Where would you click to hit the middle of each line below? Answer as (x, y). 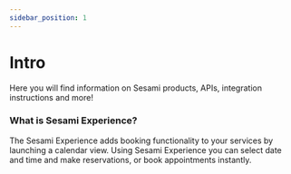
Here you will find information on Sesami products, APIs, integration (136, 88)
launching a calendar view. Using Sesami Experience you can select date (146, 150)
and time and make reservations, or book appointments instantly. (131, 159)
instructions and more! (51, 97)
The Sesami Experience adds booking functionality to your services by (141, 140)
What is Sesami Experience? (73, 121)
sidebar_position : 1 (48, 18)
